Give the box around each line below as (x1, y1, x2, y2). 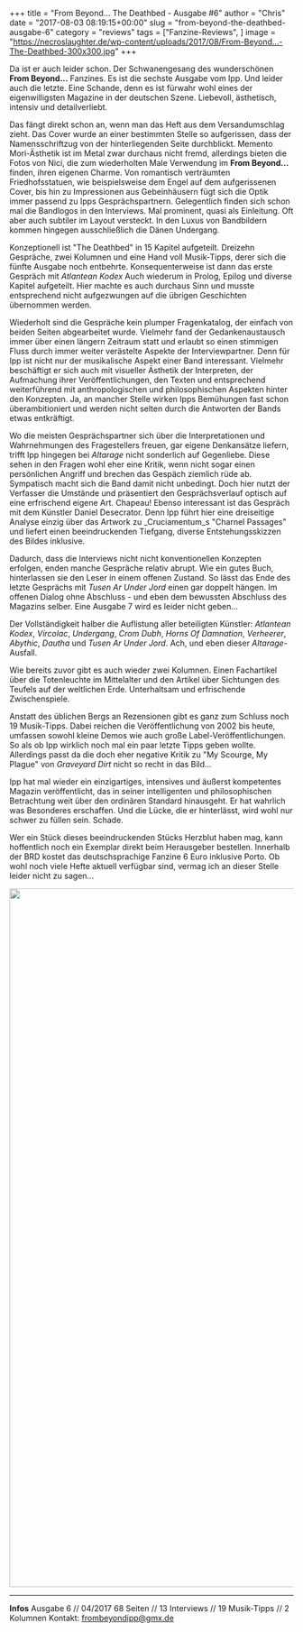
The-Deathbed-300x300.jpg (9, 46, 115, 57)
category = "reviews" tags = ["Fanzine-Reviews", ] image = (55, 27, 277, 37)
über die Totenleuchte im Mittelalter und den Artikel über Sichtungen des (9, 674, 280, 684)
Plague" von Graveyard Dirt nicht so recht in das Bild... (9, 759, 212, 769)
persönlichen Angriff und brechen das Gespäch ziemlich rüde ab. (9, 469, 252, 479)
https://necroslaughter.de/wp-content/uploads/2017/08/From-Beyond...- (13, 36, 283, 47)
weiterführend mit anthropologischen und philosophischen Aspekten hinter (9, 384, 289, 395)
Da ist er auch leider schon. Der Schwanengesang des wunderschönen (9, 63, 274, 74)
